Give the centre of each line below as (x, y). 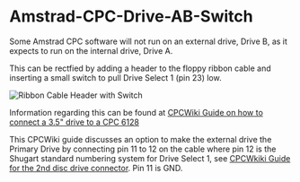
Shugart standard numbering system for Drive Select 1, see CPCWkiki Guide (150, 158)
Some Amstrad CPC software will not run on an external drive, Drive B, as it (148, 41)
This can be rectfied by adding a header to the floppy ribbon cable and (140, 68)
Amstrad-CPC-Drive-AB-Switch (131, 17)
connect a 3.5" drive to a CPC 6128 (74, 122)
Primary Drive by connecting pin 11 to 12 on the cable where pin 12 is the (143, 149)
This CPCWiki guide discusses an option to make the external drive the (141, 139)
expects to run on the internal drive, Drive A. (91, 50)
